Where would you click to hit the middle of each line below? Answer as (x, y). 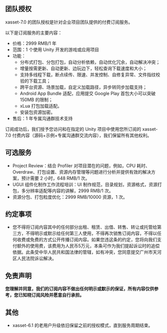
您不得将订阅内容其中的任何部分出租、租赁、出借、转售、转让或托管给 (85, 227)
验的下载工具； (35, 81)
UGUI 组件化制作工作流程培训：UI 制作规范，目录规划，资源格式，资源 (85, 184)
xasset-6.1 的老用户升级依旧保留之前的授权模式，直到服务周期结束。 (82, 325)
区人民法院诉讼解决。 (34, 258)
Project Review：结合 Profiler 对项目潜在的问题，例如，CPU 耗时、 (81, 165)
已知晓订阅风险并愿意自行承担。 (51, 295)
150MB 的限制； (36, 100)
